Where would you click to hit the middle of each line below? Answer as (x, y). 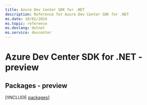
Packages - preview (36, 86)
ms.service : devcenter (28, 33)
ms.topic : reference (26, 23)
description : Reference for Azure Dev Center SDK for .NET (67, 14)
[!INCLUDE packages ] (27, 97)
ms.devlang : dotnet (25, 28)
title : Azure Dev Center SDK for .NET (45, 10)
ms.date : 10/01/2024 (26, 19)
